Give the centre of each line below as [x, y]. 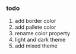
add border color [35, 21]
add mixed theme [36, 46]
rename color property [42, 33]
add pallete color [35, 27]
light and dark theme [40, 40]
